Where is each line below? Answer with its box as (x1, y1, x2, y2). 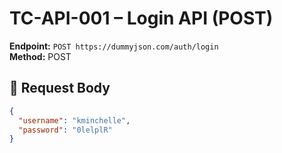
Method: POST (9, 50, 72, 62)
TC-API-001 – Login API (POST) (9, 7, 274, 30)
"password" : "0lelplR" (18, 125, 113, 135)
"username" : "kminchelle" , (18, 115, 131, 126)
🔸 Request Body (9, 80, 111, 97)
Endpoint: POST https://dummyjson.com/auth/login (9, 40, 219, 52)
